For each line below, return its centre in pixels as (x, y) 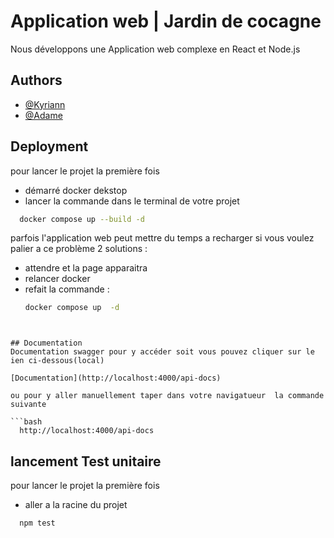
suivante (28, 405)
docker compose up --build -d (82, 219)
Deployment (49, 146)
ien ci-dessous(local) (57, 361)
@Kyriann (45, 104)
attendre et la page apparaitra (86, 268)
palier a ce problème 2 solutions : (79, 249)
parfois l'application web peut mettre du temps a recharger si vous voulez (162, 238)
